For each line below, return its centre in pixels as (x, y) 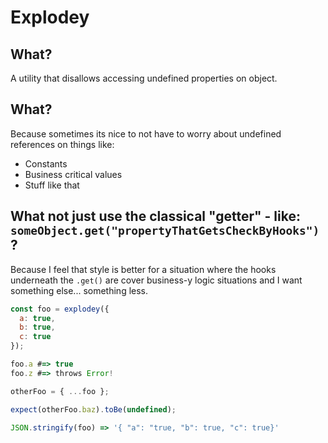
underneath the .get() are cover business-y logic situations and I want (156, 280)
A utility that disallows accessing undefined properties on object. (144, 78)
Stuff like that (52, 185)
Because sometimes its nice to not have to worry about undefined (146, 133)
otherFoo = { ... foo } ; (60, 391)
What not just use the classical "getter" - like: (155, 216)
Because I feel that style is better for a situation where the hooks (143, 269)
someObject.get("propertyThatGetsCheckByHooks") (165, 231)
